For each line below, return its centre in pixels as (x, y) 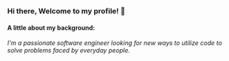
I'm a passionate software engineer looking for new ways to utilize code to (114, 43)
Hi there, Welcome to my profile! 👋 (66, 11)
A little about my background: (51, 28)
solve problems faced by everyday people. (69, 51)
